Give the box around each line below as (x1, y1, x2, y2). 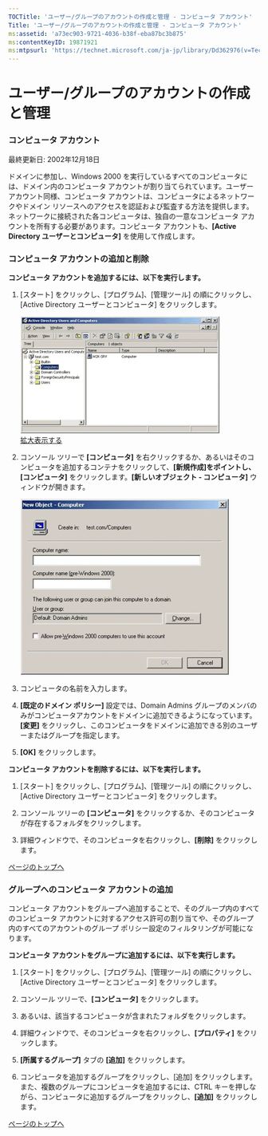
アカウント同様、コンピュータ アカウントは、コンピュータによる (8, 191, 220, 201)
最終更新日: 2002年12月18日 (8, 154, 100, 164)
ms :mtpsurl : (8, 46, 48, 55)
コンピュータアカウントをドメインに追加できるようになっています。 (33, 710, 257, 720)
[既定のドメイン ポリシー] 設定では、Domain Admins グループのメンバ (19, 700, 250, 710)
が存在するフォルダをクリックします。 (19, 818, 146, 827)
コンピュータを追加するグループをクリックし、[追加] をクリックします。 (19, 1072, 257, 1082)
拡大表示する (19, 435, 62, 444)
